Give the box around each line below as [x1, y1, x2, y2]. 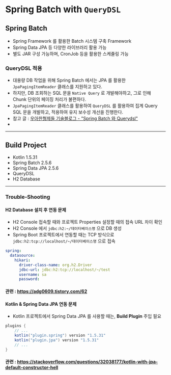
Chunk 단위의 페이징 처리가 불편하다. [12, 96, 87, 102]
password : [18, 277, 40, 282]
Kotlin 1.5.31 [12, 154, 38, 160]
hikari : [14, 257, 31, 263]
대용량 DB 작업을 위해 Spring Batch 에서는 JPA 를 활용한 [12, 77, 126, 84]
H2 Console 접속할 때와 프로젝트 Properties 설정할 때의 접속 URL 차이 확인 [12, 219, 163, 225]
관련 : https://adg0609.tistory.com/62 [5, 288, 88, 294]
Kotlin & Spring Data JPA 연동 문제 [5, 301, 77, 307]
